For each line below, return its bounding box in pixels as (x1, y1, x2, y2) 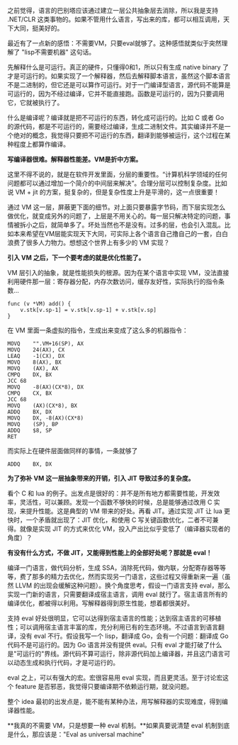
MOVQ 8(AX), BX (7, 359, 62, 366)
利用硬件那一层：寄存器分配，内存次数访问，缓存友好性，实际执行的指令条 (7, 277, 225, 286)
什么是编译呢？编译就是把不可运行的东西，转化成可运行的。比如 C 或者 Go (7, 113, 225, 122)
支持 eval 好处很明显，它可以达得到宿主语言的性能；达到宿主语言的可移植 (7, 614, 222, 622)
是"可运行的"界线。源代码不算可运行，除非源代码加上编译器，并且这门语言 (7, 649, 225, 658)
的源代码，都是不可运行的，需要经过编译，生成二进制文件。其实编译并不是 (7, 123, 225, 130)
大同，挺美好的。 (13, 24, 64, 32)
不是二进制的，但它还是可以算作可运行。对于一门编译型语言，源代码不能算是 (7, 81, 231, 89)
